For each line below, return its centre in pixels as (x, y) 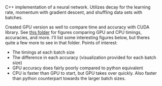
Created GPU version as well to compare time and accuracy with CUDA (77, 27)
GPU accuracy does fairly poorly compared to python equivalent (78, 68)
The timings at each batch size (43, 52)
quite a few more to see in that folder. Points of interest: (62, 43)
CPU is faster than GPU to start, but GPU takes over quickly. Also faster (84, 73)
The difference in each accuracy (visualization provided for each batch (84, 57)
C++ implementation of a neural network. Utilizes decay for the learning (78, 7)
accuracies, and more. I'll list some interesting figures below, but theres (78, 37)
